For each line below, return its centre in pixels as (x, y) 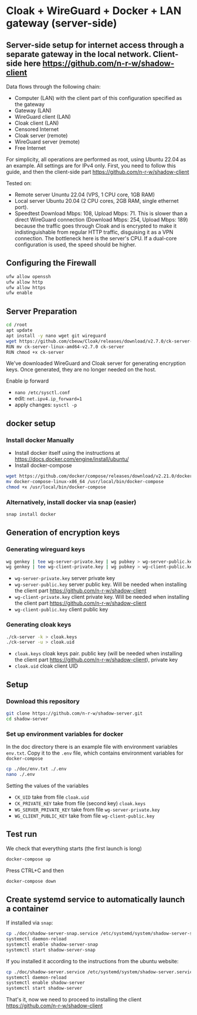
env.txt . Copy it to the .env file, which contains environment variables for (95, 753)
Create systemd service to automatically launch (96, 900)
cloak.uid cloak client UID (46, 666)
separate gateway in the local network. (79, 54)
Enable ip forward (27, 381)
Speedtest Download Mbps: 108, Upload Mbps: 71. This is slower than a (101, 213)
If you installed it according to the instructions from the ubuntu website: (92, 961)
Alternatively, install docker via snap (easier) (71, 502)
